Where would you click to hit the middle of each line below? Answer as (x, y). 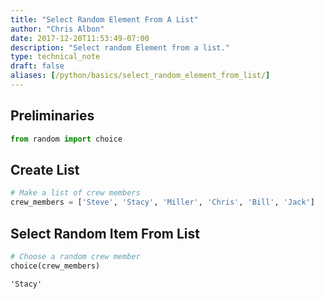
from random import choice (66, 139)
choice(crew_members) (55, 266)
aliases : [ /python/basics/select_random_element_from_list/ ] (140, 76)
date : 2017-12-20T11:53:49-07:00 (80, 38)
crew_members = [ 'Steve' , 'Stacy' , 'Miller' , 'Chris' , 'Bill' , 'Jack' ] (162, 202)
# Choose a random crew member (75, 256)
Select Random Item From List (105, 233)
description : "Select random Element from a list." (120, 47)
